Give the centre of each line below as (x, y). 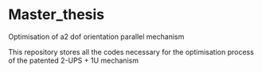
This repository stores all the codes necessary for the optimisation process (131, 52)
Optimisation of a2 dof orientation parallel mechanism (96, 36)
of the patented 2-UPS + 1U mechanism (74, 60)
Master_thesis (57, 15)
